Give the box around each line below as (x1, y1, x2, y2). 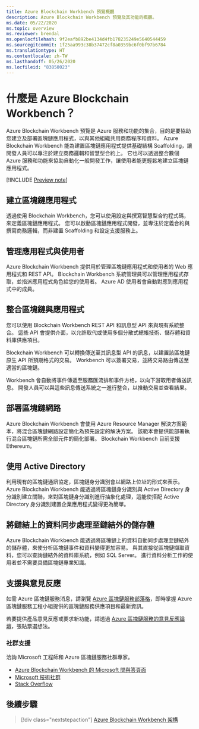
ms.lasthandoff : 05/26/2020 (6, 58, 76, 64)
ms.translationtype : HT (6, 48, 65, 54)
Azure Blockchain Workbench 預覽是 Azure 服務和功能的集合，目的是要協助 (6, 127, 191, 135)
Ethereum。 (6, 442, 36, 450)
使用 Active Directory (6, 461, 86, 471)
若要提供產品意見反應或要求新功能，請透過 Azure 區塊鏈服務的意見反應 (6, 615, 180, 622)
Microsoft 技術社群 (14, 674, 61, 681)
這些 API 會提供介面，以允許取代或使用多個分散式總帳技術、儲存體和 (17, 329, 186, 336)
